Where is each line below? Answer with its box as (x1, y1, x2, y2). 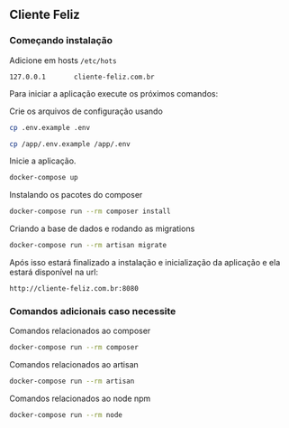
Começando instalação (9, 34, 113, 47)
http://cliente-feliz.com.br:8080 (9, 284, 140, 293)
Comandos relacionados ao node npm (9, 393, 151, 405)
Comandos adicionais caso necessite (9, 304, 176, 317)
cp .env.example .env (9, 123, 91, 132)
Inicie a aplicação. (9, 155, 77, 166)
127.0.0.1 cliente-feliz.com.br (9, 72, 155, 81)
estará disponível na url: (9, 266, 99, 278)
